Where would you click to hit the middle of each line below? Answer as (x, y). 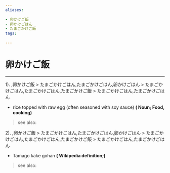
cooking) (22, 112)
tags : (11, 33)
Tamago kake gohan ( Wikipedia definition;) (59, 155)
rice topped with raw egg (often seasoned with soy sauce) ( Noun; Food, (88, 107)
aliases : (14, 10)
